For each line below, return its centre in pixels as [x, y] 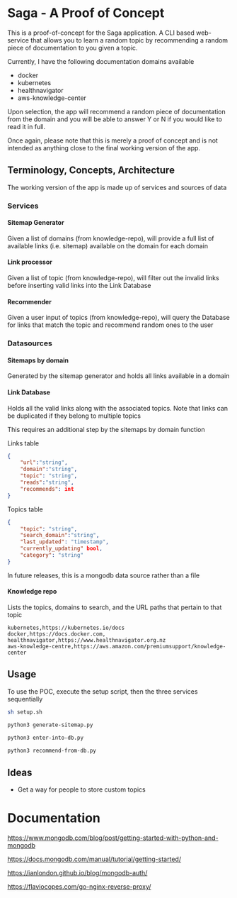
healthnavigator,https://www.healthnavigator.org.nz [87, 641]
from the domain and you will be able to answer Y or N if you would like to [115, 119]
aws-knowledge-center [52, 98]
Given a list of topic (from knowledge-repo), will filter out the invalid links [113, 278]
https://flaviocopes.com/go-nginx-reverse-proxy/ [79, 887]
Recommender [29, 301]
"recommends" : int [47, 489]
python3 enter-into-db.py [45, 738]
